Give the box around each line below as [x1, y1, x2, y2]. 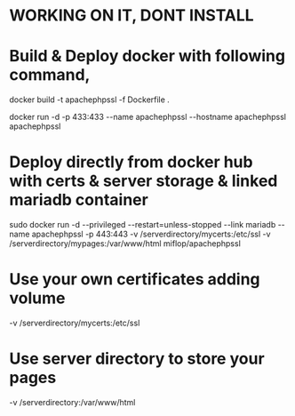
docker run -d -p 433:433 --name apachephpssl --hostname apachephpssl [9, 112, 287, 123]
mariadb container [9, 190, 148, 210]
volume [9, 288, 66, 308]
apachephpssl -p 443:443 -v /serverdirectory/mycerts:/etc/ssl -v [31, 228, 271, 240]
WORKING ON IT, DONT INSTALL [9, 5, 255, 26]
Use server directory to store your [9, 348, 265, 369]
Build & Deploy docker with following [9, 46, 286, 67]
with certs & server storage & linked [9, 171, 278, 191]
